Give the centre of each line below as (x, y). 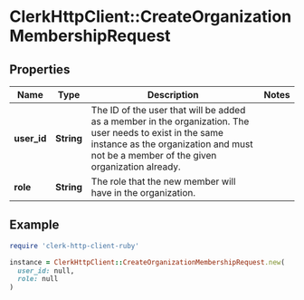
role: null (38, 279)
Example (34, 225)
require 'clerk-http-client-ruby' (75, 246)
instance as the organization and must (172, 144)
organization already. (136, 167)
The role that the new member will (163, 181)
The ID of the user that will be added (168, 110)
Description (173, 95)
